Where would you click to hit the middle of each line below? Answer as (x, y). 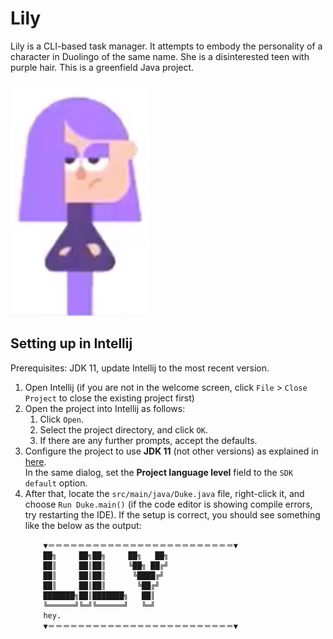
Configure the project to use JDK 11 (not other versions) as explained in (171, 451)
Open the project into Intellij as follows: (105, 408)
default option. (56, 483)
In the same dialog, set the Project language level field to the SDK (159, 472)
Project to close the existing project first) (109, 398)
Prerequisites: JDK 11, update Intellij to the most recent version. (140, 368)
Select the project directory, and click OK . (123, 429)
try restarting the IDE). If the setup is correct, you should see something (172, 514)
